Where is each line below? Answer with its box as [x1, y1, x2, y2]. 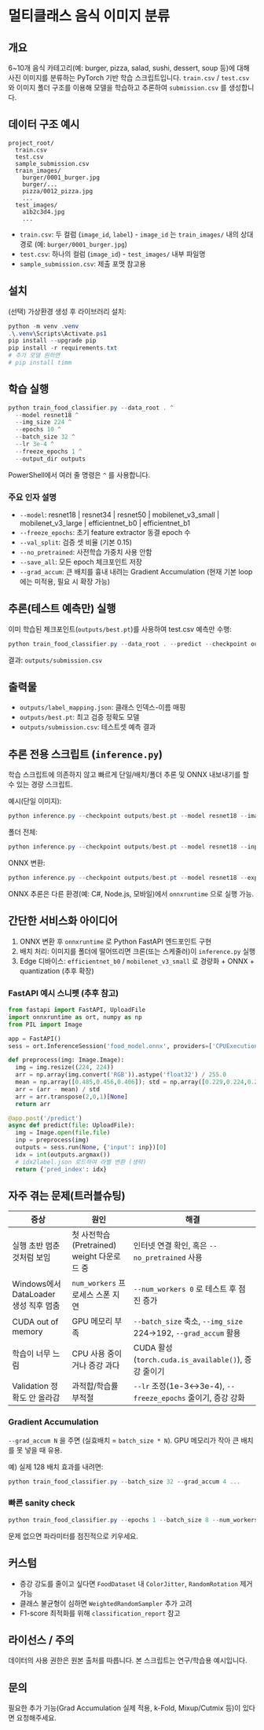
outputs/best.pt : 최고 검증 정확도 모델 [19, 713, 140, 722]
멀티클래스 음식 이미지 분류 [8, 7, 170, 25]
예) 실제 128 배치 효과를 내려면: [8, 1462, 104, 1472]
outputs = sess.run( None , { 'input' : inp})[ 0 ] [15, 1144, 167, 1152]
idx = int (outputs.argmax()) [15, 1150, 111, 1159]
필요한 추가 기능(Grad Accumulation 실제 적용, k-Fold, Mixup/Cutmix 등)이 [8, 1703, 241, 1713]
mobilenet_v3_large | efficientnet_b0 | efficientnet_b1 [19, 518, 191, 527]
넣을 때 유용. [24, 1445, 63, 1454]
